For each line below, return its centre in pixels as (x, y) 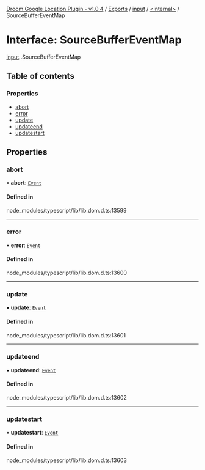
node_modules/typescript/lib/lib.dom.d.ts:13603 (67, 460)
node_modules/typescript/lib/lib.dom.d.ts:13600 (67, 273)
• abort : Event (24, 183)
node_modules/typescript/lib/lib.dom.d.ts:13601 (66, 335)
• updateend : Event (31, 370)
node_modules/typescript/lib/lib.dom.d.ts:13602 (67, 398)
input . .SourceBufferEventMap (44, 57)
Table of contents (40, 76)
